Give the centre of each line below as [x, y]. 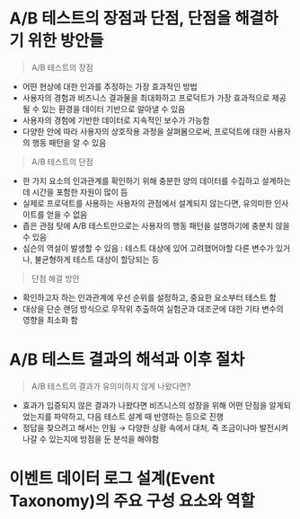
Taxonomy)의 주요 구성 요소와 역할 [132, 501]
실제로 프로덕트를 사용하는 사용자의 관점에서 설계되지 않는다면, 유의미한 [147, 203]
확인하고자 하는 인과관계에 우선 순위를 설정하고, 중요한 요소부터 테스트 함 [149, 297]
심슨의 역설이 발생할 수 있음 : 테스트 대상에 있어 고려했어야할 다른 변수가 [148, 248]
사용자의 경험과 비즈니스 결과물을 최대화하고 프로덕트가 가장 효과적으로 [146, 97]
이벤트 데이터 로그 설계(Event [112, 479]
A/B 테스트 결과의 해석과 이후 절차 [127, 360]
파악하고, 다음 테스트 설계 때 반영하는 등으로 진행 [139, 416]
